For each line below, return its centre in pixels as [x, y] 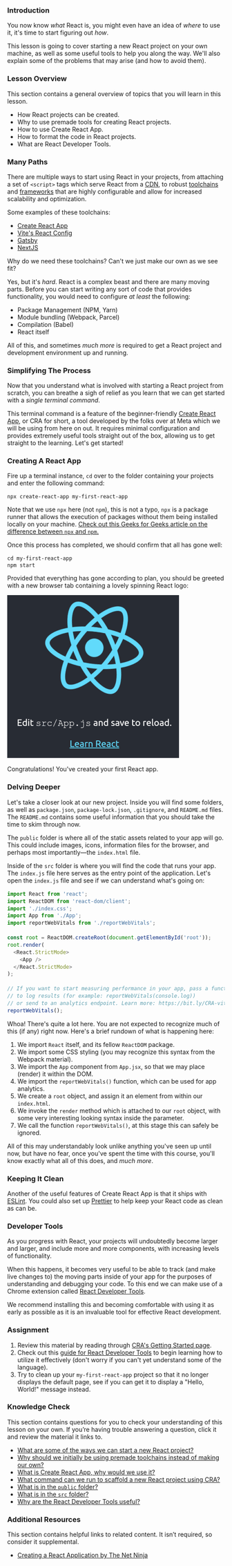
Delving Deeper [34, 787]
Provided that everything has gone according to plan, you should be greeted [116, 578]
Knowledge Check [39, 1407]
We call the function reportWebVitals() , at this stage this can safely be [118, 1125]
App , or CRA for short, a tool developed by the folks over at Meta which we [114, 421]
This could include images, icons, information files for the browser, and [108, 845]
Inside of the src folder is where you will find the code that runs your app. [112, 865]
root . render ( [26, 945]
